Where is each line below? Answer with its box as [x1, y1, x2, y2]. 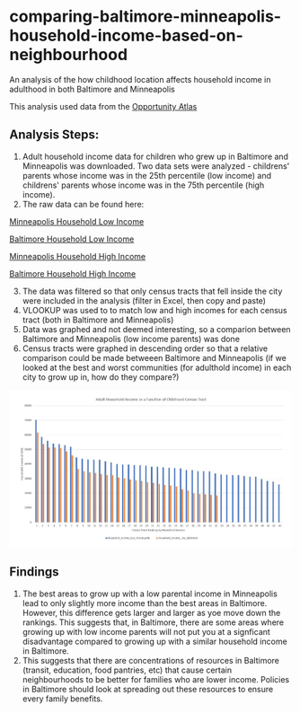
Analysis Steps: [9, 128, 100, 143]
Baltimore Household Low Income [9, 233, 135, 244]
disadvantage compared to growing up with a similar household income [22, 636, 287, 647]
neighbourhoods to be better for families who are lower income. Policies [22, 673, 290, 684]
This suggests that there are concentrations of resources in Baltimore [22, 655, 280, 665]
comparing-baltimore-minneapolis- [9, 6, 281, 27]
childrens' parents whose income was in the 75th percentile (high [22, 180, 265, 190]
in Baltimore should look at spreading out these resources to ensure [22, 683, 274, 694]
